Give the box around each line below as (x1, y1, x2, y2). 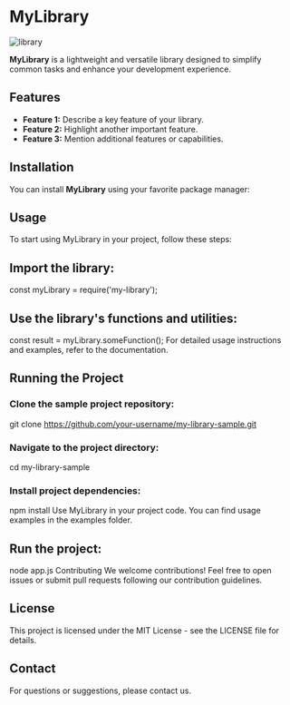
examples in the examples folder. (9, 514, 133, 525)
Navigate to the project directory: (9, 441, 159, 454)
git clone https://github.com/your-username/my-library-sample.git (9, 418, 256, 429)
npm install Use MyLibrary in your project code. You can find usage (9, 505, 261, 516)
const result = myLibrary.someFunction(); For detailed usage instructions (9, 335, 282, 346)
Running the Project (9, 370, 124, 387)
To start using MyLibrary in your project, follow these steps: (9, 234, 233, 245)
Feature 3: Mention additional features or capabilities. (22, 133, 224, 144)
